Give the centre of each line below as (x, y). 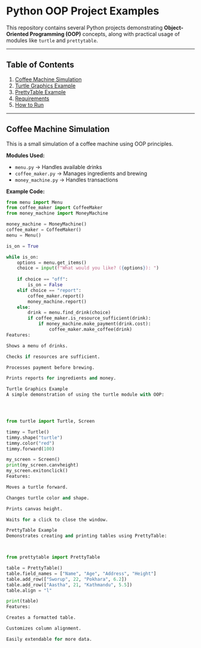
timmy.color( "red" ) (31, 443)
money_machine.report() (57, 302)
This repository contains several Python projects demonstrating (85, 28)
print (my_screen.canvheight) (42, 465)
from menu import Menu (34, 202)
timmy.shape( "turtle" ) (34, 438)
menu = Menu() (24, 235)
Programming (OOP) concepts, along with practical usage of (105, 34)
